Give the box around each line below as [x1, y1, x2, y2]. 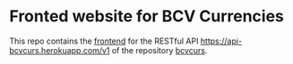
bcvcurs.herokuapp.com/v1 [9, 44, 110, 55]
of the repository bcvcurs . [111, 44, 208, 55]
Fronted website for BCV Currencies [9, 6, 284, 27]
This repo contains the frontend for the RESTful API [9, 36, 199, 46]
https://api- [200, 36, 243, 46]
